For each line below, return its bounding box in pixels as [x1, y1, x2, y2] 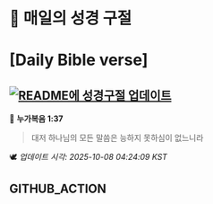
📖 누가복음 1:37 [9, 113, 64, 124]
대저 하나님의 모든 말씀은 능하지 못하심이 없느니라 [30, 132, 204, 144]
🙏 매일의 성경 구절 [9, 8, 132, 29]
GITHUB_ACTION [9, 181, 107, 196]
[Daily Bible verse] [9, 50, 149, 70]
